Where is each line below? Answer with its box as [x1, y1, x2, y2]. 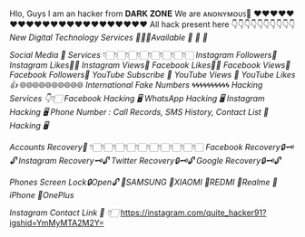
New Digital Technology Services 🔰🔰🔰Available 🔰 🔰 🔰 [9, 32, 209, 43]
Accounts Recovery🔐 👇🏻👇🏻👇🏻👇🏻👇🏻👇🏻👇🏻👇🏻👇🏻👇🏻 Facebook [9, 142, 243, 152]
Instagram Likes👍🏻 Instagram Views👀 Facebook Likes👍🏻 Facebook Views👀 [9, 60, 291, 71]
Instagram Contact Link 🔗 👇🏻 [9, 207, 119, 218]
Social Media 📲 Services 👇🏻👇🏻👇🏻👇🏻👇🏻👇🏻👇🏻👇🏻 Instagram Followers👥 [9, 50, 278, 60]
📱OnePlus [37, 190, 74, 200]
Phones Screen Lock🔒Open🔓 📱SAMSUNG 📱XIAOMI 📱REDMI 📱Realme [9, 176, 271, 187]
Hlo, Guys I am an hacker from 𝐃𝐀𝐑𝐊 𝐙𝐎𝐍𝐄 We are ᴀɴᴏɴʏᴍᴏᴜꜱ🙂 [9, 8, 252, 19]
